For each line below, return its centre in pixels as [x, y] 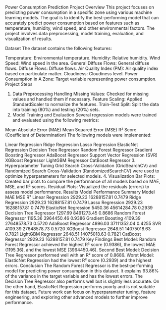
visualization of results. [29, 39]
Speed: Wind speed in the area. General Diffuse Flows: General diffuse [77, 63]
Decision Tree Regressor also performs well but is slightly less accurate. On [82, 281]
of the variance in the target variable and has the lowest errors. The [74, 276]
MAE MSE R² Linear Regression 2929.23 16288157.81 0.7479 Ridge [73, 197]
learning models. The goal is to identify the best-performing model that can [82, 18]
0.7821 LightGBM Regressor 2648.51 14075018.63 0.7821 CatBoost [73, 234]
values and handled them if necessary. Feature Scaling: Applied [77, 99]
